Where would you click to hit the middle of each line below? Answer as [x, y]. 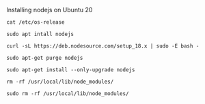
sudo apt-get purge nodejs [45, 58]
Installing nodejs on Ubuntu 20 [50, 10]
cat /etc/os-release [36, 22]
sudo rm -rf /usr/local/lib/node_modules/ [68, 94]
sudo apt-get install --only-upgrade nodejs [71, 70]
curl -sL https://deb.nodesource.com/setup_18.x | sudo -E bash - [103, 46]
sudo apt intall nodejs [40, 34]
